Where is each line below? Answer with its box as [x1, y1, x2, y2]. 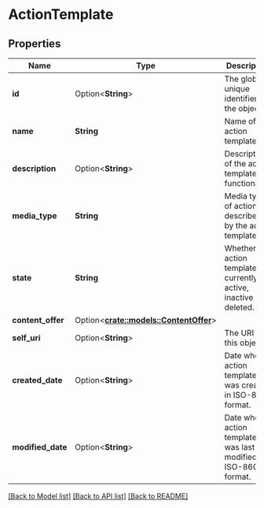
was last [224, 442, 255, 452]
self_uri [12, 332, 41, 343]
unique [224, 83, 250, 94]
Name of [224, 116, 257, 127]
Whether [224, 243, 257, 254]
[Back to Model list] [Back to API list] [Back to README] [8, 491, 189, 501]
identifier [224, 93, 258, 104]
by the [224, 221, 248, 231]
